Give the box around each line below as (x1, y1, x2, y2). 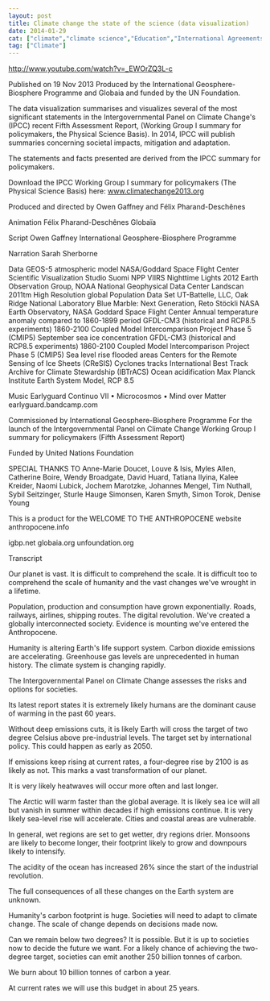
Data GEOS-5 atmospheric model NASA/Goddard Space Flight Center (8, 264, 239, 274)
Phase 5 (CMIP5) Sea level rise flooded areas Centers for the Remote (8, 350, 237, 359)
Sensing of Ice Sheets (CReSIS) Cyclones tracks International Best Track (8, 359, 249, 368)
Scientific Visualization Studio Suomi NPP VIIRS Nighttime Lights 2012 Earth (8, 273, 259, 283)
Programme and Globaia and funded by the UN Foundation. (43, 88, 241, 98)
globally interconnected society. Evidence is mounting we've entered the (8, 619, 249, 629)
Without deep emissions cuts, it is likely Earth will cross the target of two (8, 725, 248, 734)
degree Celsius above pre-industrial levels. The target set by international (8, 733, 252, 742)
